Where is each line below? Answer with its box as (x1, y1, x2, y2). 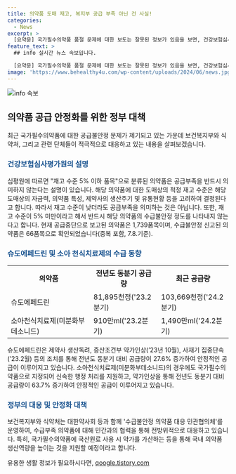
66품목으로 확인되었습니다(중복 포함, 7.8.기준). (25, 229, 153, 237)
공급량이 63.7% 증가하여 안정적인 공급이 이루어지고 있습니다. (7, 381, 174, 390)
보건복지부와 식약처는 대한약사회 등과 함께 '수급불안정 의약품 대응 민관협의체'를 (7, 417, 223, 426)
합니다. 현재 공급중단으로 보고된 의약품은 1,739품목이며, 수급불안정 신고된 (20, 220, 221, 229)
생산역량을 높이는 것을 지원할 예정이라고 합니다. (7, 444, 137, 452)
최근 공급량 (176, 274, 211, 284)
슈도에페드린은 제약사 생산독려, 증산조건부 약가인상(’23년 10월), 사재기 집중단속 (7, 345, 225, 355)
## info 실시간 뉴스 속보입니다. (13, 50, 97, 57)
